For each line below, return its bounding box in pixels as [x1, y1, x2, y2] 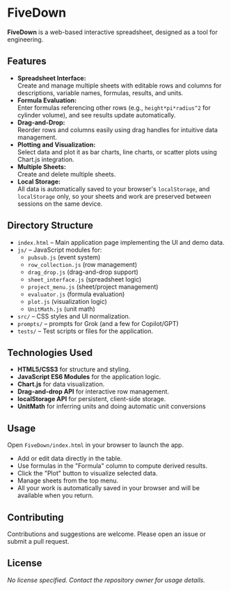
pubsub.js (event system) [27, 252, 101, 261]
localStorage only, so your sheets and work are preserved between [17, 192, 212, 200]
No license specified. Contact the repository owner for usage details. [7, 576, 205, 584]
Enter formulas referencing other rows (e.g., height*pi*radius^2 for [17, 103, 211, 112]
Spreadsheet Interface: [17, 74, 86, 82]
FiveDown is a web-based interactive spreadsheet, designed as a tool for [7, 28, 218, 36]
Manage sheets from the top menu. [17, 476, 119, 485]
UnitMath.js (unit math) [27, 305, 95, 313]
